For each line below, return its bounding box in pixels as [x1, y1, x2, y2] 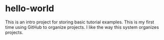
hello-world [5, 3, 55, 14]
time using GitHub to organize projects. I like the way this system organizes [5, 24, 159, 30]
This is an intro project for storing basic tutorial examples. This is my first [5, 19, 155, 25]
